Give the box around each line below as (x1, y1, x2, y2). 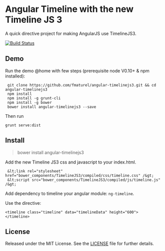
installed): (5, 73, 26, 79)
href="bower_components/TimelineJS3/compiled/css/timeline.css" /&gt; (5, 173, 154, 178)
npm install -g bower (7, 100, 52, 105)
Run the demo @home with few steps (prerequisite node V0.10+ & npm (5, 68, 150, 74)
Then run (5, 113, 24, 119)
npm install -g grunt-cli (7, 95, 61, 100)
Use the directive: (5, 200, 41, 206)
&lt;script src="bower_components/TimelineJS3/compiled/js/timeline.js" (7, 177, 161, 182)
